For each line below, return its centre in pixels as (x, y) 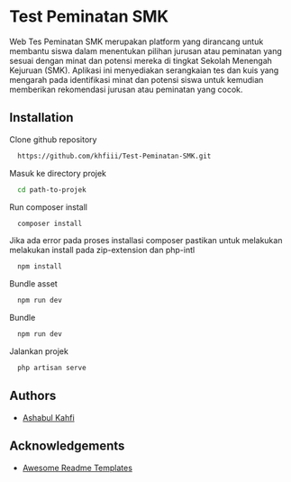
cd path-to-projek (52, 190)
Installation (41, 118)
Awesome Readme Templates (77, 468)
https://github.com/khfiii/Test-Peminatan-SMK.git (114, 156)
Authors (33, 396)
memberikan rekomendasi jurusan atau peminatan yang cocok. (126, 89)
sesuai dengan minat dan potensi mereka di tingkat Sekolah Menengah (141, 60)
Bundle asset (34, 284)
